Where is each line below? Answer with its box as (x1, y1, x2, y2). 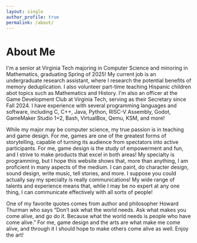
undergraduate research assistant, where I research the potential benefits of (6, 77, 192, 84)
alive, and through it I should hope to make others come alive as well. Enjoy (6, 225, 189, 232)
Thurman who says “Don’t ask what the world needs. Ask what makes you (6, 206, 187, 214)
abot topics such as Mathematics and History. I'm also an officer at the (6, 90, 178, 97)
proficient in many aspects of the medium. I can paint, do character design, (6, 163, 189, 171)
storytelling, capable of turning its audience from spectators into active (6, 139, 179, 146)
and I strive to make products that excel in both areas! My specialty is (6, 151, 175, 158)
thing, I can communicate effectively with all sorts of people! (6, 189, 153, 196)
